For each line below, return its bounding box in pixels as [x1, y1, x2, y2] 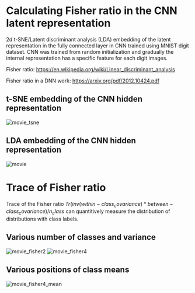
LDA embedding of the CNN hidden [6, 136, 136, 146]
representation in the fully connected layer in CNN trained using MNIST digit [6, 42, 189, 49]
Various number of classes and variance [6, 232, 156, 242]
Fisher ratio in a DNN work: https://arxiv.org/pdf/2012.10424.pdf [6, 77, 159, 84]
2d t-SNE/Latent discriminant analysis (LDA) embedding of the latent [6, 36, 171, 43]
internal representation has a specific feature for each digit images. [6, 54, 168, 61]
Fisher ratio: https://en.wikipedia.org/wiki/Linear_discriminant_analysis [6, 66, 175, 73]
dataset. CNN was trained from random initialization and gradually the [6, 48, 174, 55]
